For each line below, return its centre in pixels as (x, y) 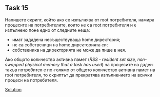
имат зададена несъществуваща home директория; (66, 39)
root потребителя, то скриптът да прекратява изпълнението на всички (79, 75)
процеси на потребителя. (31, 80)
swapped (14, 64)
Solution (13, 89)
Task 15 (17, 8)
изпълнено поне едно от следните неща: (48, 30)
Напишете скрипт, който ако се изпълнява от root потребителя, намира (80, 19)
